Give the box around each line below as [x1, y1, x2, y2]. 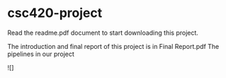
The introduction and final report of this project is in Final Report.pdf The [7, 42, 220, 50]
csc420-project [7, 5, 103, 21]
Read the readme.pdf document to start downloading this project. [7, 28, 198, 37]
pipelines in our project [7, 50, 74, 58]
